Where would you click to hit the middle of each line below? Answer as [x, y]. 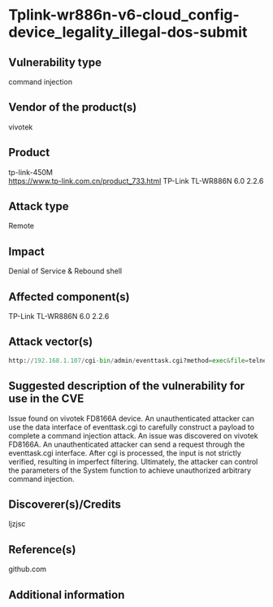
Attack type [39, 206]
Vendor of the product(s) [73, 107]
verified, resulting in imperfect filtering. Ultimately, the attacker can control [133, 461]
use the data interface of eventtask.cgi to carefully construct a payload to [131, 427]
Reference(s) [42, 550]
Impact [26, 251]
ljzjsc [17, 524]
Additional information [67, 594]
